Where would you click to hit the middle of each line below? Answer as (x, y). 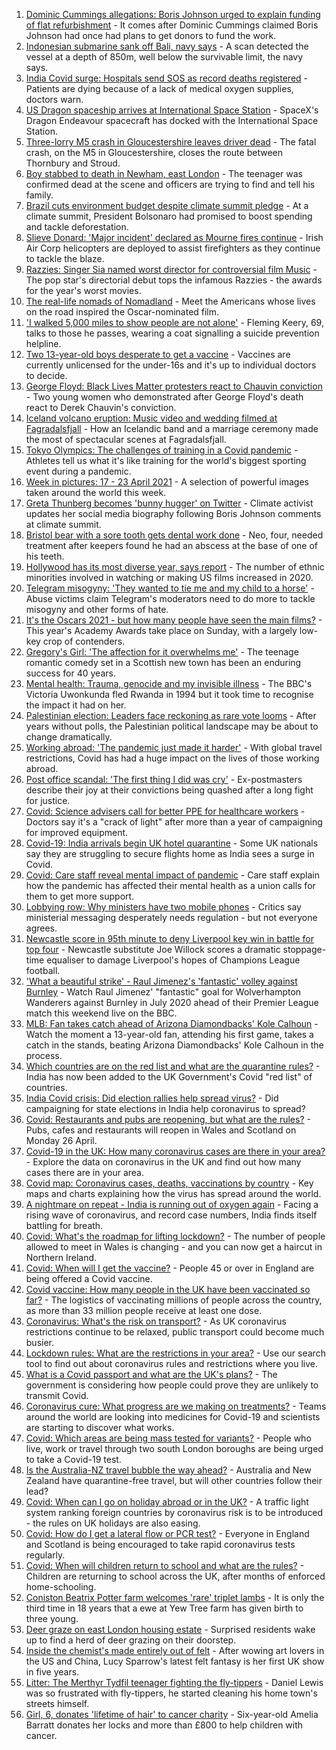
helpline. (43, 343)
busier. (40, 1342)
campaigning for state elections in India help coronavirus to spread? (165, 1108)
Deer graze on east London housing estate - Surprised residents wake (170, 1629)
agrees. (41, 928)
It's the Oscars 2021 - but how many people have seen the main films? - (174, 620)
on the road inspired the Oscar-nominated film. (122, 312)
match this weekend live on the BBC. (101, 1013)
